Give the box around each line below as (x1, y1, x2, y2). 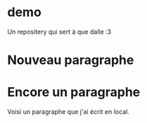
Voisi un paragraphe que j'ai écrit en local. (7, 108, 130, 116)
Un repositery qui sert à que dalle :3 (7, 27, 111, 36)
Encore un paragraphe (7, 84, 141, 101)
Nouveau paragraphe (7, 52, 134, 68)
